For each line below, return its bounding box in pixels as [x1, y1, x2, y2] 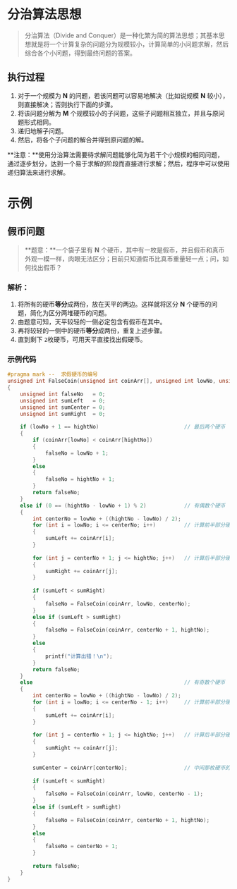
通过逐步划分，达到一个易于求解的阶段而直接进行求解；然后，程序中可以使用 [7, 159, 230, 168]
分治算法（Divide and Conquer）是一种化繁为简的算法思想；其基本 [24, 31, 219, 39]
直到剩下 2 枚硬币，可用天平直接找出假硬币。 [17, 336, 147, 344]
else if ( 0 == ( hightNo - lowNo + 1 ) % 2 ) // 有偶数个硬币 [20, 502, 226, 509]
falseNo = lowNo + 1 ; [44, 449, 109, 457]
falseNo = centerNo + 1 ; [44, 843, 119, 850]
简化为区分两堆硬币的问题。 [30, 309, 111, 317]
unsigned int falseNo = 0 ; [20, 391, 106, 398]
